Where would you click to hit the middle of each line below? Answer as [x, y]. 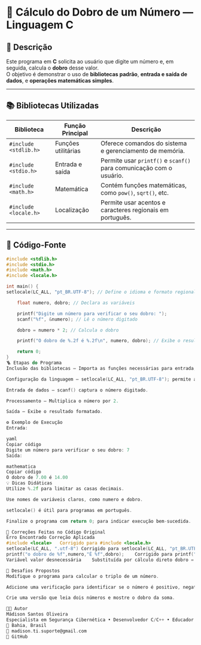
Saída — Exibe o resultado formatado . [54, 412]
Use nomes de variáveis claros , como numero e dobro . [75, 499]
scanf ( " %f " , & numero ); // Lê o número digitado [77, 319]
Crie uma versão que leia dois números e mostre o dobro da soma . [91, 598]
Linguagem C [40, 25]
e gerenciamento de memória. [143, 150]
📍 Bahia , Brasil [26, 625]
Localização [72, 210]
